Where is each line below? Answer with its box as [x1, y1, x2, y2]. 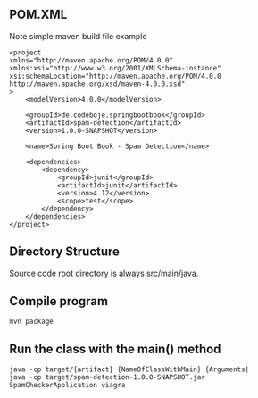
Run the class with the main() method [9, 341, 221, 356]
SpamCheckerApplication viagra [9, 381, 126, 390]
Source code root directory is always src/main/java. [9, 268, 199, 278]
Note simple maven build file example [9, 30, 147, 41]
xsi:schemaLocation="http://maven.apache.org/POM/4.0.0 [9, 71, 221, 80]
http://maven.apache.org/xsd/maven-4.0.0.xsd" [9, 79, 186, 88]
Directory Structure [9, 245, 121, 260]
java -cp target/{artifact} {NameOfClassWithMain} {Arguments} [9, 365, 250, 374]
